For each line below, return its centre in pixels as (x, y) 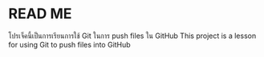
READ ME (40, 14)
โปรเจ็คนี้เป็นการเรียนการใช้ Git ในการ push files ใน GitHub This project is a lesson (132, 36)
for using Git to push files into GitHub (69, 44)
